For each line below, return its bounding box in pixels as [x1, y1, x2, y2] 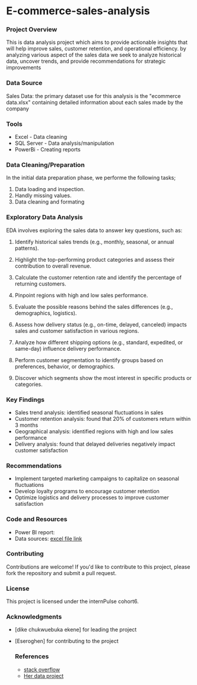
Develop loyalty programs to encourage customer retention [14, 488, 160, 495]
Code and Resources [6, 515, 68, 524]
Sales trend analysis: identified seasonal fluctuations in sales [14, 408, 164, 416]
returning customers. [14, 280, 66, 287]
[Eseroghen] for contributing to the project [14, 638, 119, 645]
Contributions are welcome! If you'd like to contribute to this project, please [6, 563, 190, 570]
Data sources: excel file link [14, 535, 82, 542]
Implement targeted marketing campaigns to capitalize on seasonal [14, 475, 179, 482]
